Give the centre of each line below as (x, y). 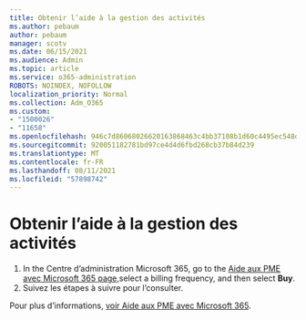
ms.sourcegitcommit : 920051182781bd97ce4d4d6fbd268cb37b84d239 (132, 145)
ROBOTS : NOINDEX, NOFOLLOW (61, 86)
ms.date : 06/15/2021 (49, 52)
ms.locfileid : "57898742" (58, 179)
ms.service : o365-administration (73, 77)
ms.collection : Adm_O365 (56, 103)
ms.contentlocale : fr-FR (56, 162)
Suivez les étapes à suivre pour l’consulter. (103, 288)
